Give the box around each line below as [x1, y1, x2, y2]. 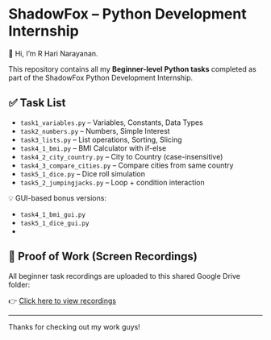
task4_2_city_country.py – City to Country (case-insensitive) [19, 151, 223, 161]
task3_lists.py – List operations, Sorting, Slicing [19, 135, 183, 144]
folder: [8, 280, 31, 289]
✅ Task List [8, 96, 66, 110]
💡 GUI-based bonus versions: [8, 193, 107, 202]
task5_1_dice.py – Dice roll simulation [19, 168, 146, 178]
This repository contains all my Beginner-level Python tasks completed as [8, 64, 256, 73]
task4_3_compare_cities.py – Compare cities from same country [19, 160, 234, 170]
